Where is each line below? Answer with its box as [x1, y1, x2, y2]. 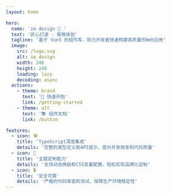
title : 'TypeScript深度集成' [16, 138, 87, 145]
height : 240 [16, 65, 47, 71]
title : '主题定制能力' [16, 156, 69, 162]
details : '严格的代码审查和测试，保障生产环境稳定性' [16, 178, 138, 185]
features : [5, 128, 31, 134]
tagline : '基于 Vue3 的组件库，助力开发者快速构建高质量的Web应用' [11, 37, 166, 43]
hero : [5, 20, 20, 26]
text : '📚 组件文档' [21, 110, 70, 117]
